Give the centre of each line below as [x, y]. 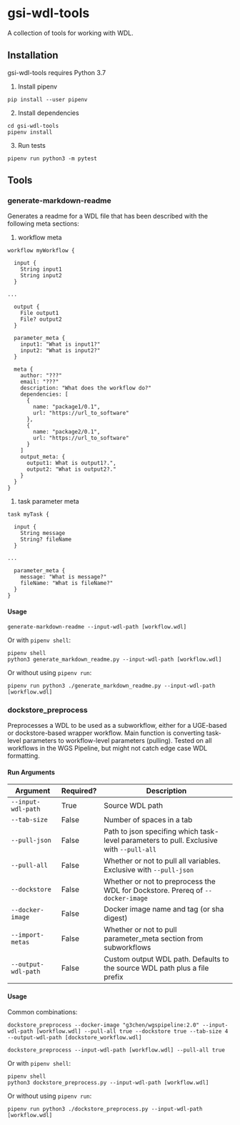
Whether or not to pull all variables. [162, 861]
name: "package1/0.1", [67, 407]
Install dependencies [49, 113]
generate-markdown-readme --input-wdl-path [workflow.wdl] [97, 626]
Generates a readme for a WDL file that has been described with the [108, 216]
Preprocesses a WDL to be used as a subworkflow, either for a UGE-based [117, 725]
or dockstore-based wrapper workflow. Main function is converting [106, 733]
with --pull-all [130, 849]
